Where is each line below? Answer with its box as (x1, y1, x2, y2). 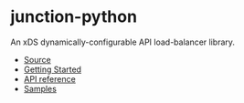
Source (23, 54, 51, 65)
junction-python (10, 6, 138, 27)
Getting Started (23, 64, 81, 75)
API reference (23, 73, 76, 84)
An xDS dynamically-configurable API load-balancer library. (10, 36, 236, 47)
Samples (23, 83, 58, 94)
